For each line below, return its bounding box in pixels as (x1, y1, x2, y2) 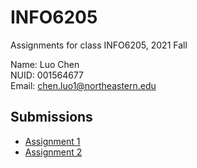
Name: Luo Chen (10, 58, 80, 70)
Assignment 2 (24, 146, 83, 158)
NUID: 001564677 (10, 69, 84, 81)
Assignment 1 (24, 135, 81, 147)
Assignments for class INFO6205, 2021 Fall (10, 39, 188, 51)
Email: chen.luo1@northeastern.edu (10, 79, 157, 91)
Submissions (10, 109, 93, 126)
